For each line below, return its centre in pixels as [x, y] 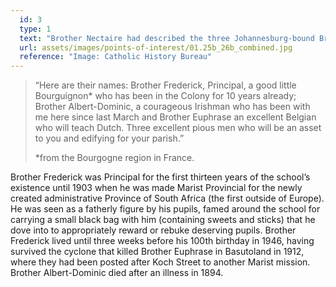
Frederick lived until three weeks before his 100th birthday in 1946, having [162, 241]
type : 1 [35, 29]
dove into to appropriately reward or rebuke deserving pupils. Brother [153, 230]
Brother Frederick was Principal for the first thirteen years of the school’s [160, 177]
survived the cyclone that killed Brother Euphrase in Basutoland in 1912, [157, 252]
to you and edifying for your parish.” [109, 138]
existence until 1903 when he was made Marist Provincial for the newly [156, 188]
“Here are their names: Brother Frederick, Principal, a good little [165, 85]
